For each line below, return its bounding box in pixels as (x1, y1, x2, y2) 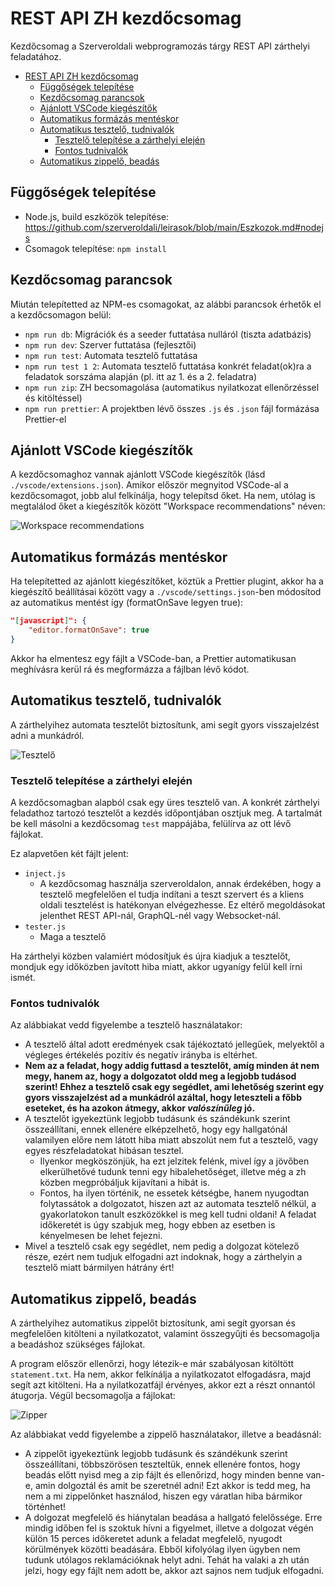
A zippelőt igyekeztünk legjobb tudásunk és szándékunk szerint (24, 1448, 288, 1460)
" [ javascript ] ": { (10, 616, 87, 626)
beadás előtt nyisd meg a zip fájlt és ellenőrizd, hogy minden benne (24, 1469, 304, 1481)
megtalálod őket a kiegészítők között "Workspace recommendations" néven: (10, 500, 326, 512)
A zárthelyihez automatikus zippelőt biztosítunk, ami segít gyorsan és (10, 1317, 296, 1329)
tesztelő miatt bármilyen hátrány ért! (24, 1262, 175, 1274)
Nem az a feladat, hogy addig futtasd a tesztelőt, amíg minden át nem (24, 1060, 320, 1072)
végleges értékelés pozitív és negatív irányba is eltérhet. (24, 1049, 258, 1061)
